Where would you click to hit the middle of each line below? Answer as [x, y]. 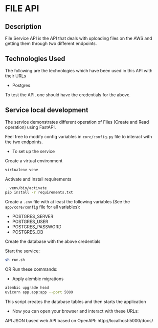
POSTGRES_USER [30, 222]
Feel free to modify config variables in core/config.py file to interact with [79, 136]
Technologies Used [35, 59]
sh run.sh [15, 260]
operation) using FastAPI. [31, 127]
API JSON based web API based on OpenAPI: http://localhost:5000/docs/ [79, 320]
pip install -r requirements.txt [39, 193]
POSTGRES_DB [27, 232]
